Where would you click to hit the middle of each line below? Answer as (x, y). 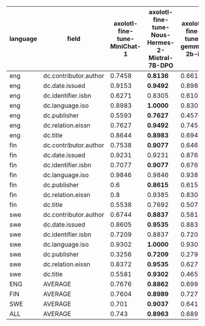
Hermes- (161, 42)
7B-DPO (161, 65)
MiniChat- (126, 46)
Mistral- (161, 58)
